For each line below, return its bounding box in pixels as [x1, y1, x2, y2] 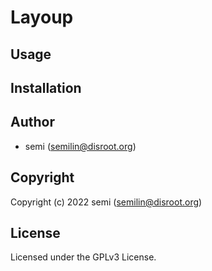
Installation [10, 79, 82, 96]
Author [10, 114, 55, 131]
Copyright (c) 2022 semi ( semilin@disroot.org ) [10, 196, 203, 208]
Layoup [10, 6, 74, 29]
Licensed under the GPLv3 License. [10, 251, 157, 263]
